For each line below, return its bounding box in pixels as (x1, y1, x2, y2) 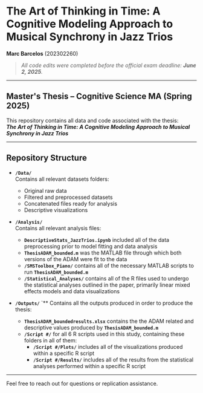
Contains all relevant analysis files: (14, 224, 101, 232)
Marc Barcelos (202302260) (6, 50, 79, 57)
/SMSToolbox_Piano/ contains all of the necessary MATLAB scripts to (24, 262, 195, 269)
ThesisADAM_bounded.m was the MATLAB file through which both (24, 249, 182, 256)
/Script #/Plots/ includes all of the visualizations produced (33, 343, 183, 350)
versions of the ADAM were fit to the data (24, 255, 127, 262)
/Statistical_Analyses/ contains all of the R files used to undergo (24, 274, 189, 282)
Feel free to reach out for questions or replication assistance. (6, 380, 158, 387)
